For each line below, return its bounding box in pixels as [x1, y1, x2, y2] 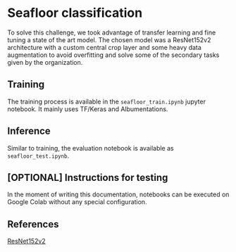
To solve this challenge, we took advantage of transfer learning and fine [7, 28, 216, 37]
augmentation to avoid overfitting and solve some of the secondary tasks [7, 51, 220, 59]
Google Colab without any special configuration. [7, 198, 147, 206]
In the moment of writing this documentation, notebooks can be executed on [7, 190, 230, 199]
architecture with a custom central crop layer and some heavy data [7, 43, 202, 51]
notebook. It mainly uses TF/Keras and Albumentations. [7, 104, 168, 113]
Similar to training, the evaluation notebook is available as [7, 144, 174, 152]
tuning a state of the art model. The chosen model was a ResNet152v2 [7, 35, 211, 44]
